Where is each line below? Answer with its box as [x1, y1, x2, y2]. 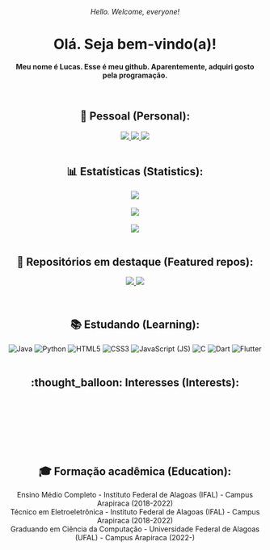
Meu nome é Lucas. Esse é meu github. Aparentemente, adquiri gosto [15, 61, 255, 71]
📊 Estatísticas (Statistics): [66, 165, 204, 178]
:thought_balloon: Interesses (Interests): [30, 376, 240, 390]
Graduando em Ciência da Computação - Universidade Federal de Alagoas [10, 524, 260, 534]
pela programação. [102, 70, 168, 80]
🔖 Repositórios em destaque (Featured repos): [16, 254, 254, 269]
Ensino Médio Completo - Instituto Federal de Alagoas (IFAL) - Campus [16, 490, 254, 500]
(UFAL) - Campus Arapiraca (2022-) [74, 533, 196, 543]
